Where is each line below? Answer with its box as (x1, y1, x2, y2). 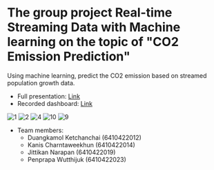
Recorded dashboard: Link (17, 99, 93, 107)
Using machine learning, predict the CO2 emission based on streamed (7, 71, 207, 80)
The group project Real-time (7, 5, 173, 21)
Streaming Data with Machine (7, 19, 181, 35)
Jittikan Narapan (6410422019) (27, 148, 116, 156)
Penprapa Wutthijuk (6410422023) (27, 155, 126, 163)
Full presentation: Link (17, 92, 81, 100)
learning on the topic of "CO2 (7, 34, 179, 50)
